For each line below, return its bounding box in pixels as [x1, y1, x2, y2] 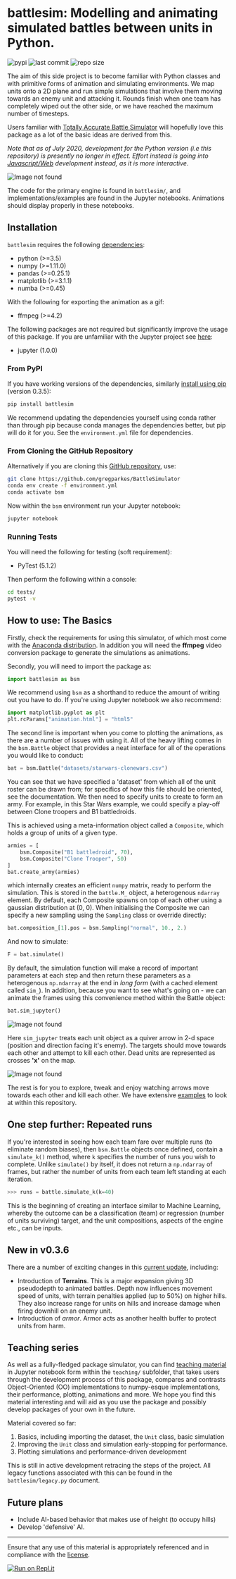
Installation [7, 222, 58, 234]
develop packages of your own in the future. [7, 1405, 136, 1413]
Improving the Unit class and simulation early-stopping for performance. [17, 1440, 228, 1449]
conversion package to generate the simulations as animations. [7, 648, 190, 656]
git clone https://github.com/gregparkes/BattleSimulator [7, 475, 181, 483]
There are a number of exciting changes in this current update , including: [7, 1263, 219, 1271]
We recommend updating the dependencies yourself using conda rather [7, 413, 216, 422]
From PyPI [7, 363, 44, 373]
